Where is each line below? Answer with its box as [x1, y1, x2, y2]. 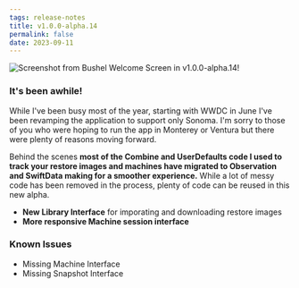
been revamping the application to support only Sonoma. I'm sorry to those [9, 114, 286, 125]
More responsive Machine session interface [21, 216, 189, 226]
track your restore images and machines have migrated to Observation [9, 160, 278, 171]
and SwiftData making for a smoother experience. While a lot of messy [9, 170, 275, 181]
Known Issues [9, 238, 72, 250]
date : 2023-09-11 [9, 38, 74, 47]
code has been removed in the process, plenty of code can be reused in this [9, 180, 290, 191]
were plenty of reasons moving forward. [9, 133, 157, 144]
